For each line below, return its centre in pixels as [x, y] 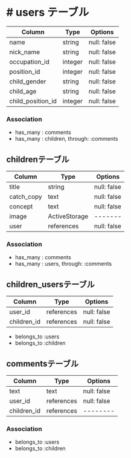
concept [21, 207]
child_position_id [33, 101]
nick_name [25, 52]
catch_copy [26, 197]
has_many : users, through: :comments [63, 264]
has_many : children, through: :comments [66, 139]
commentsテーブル [43, 363]
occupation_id [29, 62]
